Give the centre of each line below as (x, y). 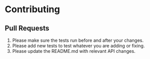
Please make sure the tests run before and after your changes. (78, 40)
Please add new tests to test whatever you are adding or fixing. (78, 46)
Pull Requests (27, 28)
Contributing (32, 9)
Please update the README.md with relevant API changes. (74, 51)
